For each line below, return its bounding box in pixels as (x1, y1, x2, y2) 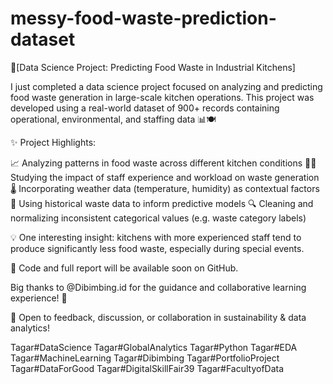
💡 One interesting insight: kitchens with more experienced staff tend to (10, 231, 302, 243)
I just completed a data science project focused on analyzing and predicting (10, 80, 323, 92)
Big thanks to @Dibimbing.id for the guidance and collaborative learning (10, 281, 307, 293)
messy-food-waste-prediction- (10, 7, 277, 30)
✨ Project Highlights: (10, 136, 97, 148)
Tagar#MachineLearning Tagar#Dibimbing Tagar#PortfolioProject (10, 352, 280, 364)
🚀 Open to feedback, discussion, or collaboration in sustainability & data (10, 311, 307, 323)
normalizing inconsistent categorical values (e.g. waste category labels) (10, 212, 307, 224)
